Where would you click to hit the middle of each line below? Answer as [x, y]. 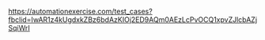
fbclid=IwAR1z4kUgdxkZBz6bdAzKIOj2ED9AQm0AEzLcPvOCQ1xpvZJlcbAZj [133, 20]
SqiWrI [19, 28]
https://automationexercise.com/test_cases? [80, 11]
